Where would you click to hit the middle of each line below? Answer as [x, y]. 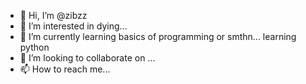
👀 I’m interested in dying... [73, 26]
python [34, 47]
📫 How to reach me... [65, 69]
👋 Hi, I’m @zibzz [53, 15]
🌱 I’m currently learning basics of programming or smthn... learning [158, 36]
